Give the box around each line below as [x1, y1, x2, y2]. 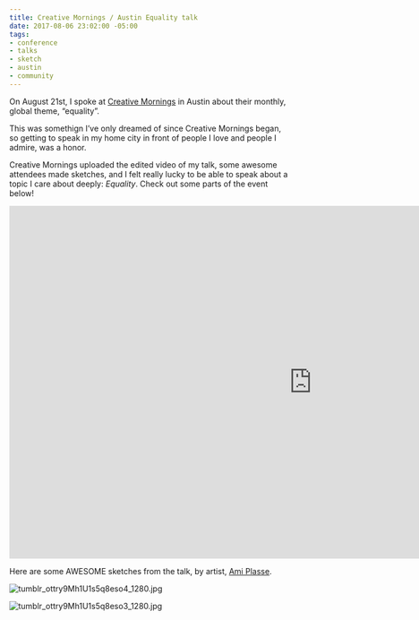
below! [9, 187, 34, 198]
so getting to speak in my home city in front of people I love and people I [9, 132, 278, 143]
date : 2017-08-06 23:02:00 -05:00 [9, 22, 139, 30]
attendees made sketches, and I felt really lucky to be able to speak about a [9, 168, 288, 179]
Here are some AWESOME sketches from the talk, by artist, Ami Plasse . [9, 565, 272, 576]
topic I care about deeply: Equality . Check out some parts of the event [9, 178, 269, 189]
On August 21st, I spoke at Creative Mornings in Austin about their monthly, [9, 96, 286, 107]
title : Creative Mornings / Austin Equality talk [9, 13, 199, 22]
